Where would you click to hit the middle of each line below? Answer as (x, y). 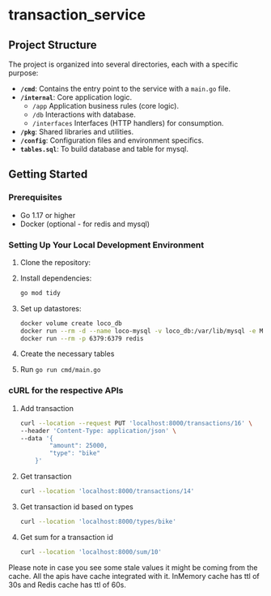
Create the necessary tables (67, 354)
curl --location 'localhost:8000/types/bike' (98, 521)
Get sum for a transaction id (66, 537)
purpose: (23, 73)
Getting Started (48, 175)
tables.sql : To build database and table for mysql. (104, 149)
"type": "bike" (75, 453)
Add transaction (47, 408)
